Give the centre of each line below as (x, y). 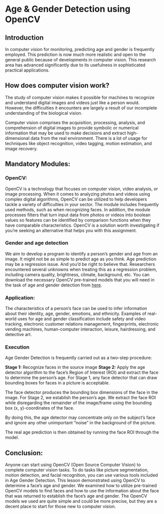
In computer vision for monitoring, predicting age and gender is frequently (80, 49)
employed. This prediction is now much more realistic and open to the (75, 54)
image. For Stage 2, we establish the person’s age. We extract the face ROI (81, 398)
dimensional (17, 138)
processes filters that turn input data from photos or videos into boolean (78, 215)
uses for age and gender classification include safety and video (82, 319)
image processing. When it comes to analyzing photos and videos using (78, 194)
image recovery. (22, 149)
